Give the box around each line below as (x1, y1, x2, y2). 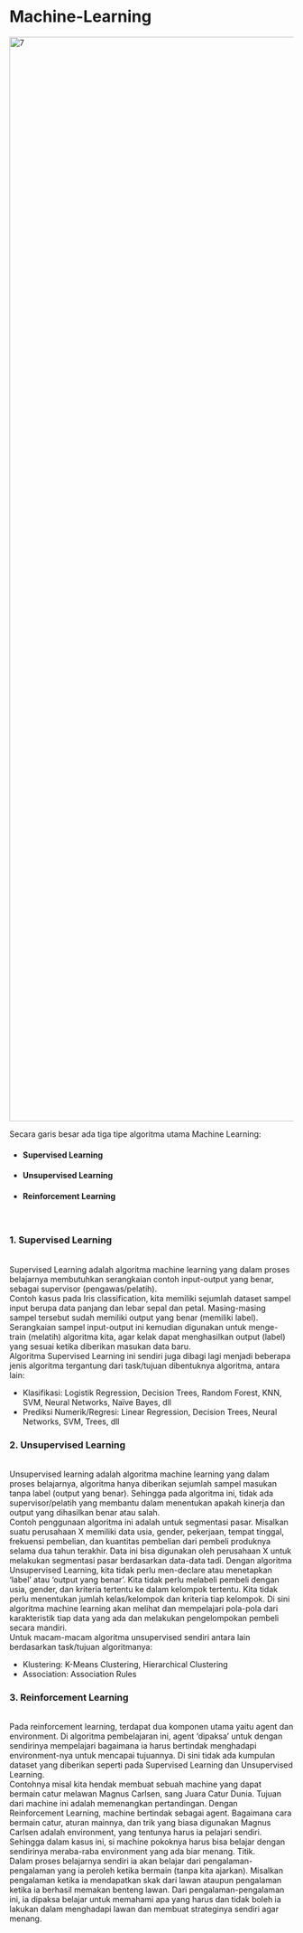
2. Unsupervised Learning (9, 1439, 126, 1451)
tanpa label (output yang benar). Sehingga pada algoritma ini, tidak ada (9, 1487, 273, 1498)
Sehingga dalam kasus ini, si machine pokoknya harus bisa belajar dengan (9, 1836, 286, 1847)
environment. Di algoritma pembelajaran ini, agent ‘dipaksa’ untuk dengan (9, 1731, 283, 1741)
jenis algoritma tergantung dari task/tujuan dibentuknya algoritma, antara (9, 1360, 280, 1371)
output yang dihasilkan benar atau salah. (9, 1506, 161, 1517)
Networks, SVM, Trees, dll (22, 1416, 120, 1427)
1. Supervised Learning (9, 1234, 113, 1246)
